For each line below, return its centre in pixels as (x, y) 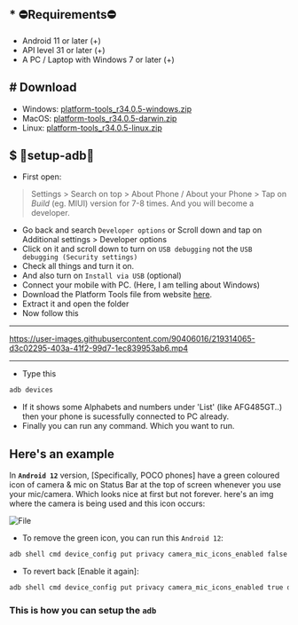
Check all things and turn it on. (78, 266)
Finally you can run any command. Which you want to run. (128, 426)
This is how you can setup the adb (83, 610)
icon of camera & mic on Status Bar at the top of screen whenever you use (145, 485)
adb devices (31, 390)
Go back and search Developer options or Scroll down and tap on (142, 230)
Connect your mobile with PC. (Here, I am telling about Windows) (141, 285)
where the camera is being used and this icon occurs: (107, 503)
